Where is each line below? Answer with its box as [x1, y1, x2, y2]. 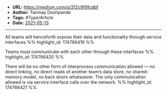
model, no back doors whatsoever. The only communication [23, 74, 146, 80]
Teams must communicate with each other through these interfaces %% [5, 49, 154, 55]
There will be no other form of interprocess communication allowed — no [5, 63, 155, 69]
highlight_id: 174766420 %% [5, 54, 64, 60]
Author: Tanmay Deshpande [12, 9, 71, 15]
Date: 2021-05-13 [12, 20, 49, 26]
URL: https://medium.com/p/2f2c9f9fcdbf [12, 4, 98, 10]
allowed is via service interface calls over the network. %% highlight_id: [5, 79, 153, 85]
